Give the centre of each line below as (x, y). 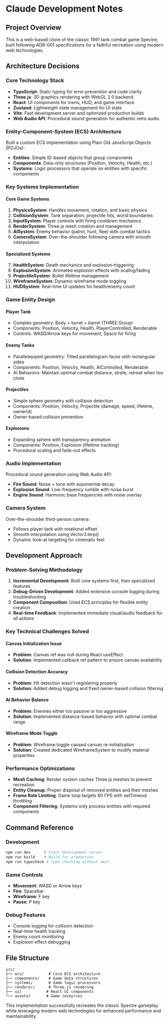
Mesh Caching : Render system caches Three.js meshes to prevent (82, 779)
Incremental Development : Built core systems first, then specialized (84, 581)
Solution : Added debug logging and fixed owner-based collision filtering (88, 688)
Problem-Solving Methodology (44, 570)
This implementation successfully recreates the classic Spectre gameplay (82, 1005)
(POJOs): (15, 148)
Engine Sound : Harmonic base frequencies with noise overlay (77, 495)
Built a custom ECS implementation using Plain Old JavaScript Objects (78, 142)
